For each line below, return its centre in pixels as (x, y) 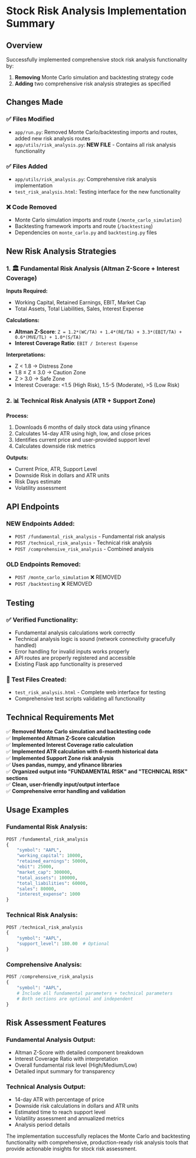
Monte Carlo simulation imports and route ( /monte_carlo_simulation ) (98, 220)
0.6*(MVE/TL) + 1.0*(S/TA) (48, 337)
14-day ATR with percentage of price (59, 1099)
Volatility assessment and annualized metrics (69, 1118)
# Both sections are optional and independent (75, 999)
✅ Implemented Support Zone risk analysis (60, 758)
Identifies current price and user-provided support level (82, 440)
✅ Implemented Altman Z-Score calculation (61, 738)
